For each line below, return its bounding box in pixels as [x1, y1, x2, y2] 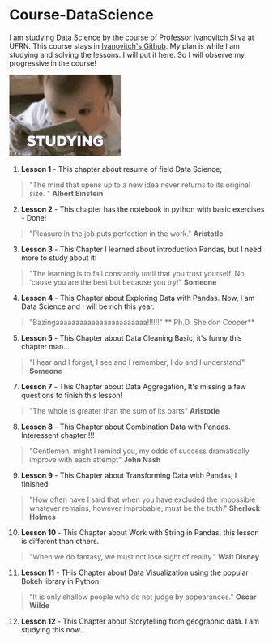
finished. [20, 478, 51, 488]
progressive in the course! [9, 58, 96, 68]
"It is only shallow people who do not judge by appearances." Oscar [28, 592, 257, 602]
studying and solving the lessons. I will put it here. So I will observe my [9, 49, 245, 59]
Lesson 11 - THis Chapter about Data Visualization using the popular [20, 568, 250, 577]
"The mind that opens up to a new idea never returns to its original [28, 180, 251, 190]
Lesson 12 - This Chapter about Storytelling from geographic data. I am [20, 616, 260, 626]
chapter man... [20, 341, 70, 351]
